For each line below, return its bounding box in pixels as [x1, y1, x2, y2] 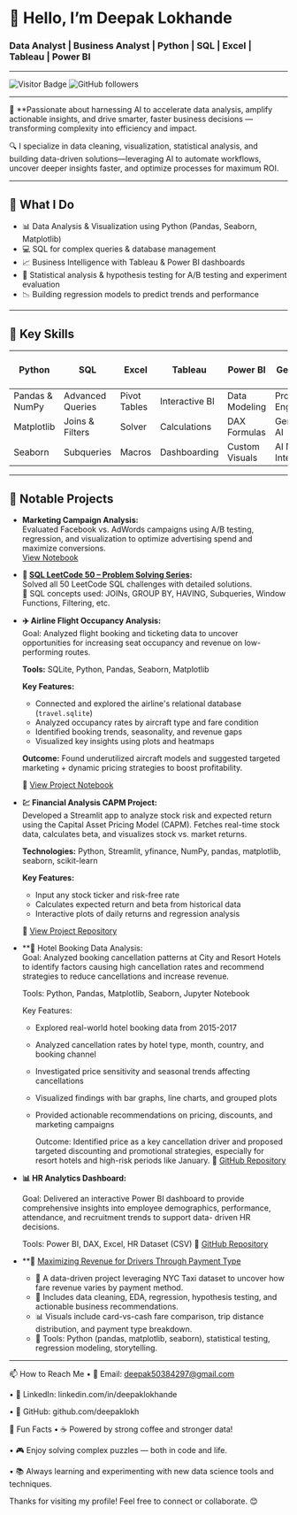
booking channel [34, 1049, 97, 1059]
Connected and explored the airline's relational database [34, 698, 241, 709]
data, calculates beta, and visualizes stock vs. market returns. [21, 828, 247, 839]
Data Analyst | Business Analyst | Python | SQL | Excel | [9, 40, 252, 52]
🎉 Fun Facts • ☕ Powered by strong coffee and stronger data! [9, 1424, 233, 1434]
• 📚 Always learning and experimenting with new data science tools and [9, 1465, 274, 1476]
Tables [119, 401, 148, 413]
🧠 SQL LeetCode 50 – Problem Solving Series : [21, 569, 193, 580]
